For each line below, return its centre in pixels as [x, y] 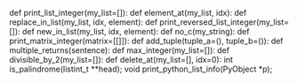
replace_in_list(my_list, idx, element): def [84, 22]
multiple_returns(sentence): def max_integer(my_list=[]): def [119, 50]
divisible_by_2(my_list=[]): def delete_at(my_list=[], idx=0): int [121, 60]
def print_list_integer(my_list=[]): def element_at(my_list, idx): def [128, 13]
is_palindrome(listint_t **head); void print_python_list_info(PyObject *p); [141, 69]
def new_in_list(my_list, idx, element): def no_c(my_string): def [136, 31]
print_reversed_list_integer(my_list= [225, 22]
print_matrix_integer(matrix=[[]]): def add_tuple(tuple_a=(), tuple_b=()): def [146, 41]
